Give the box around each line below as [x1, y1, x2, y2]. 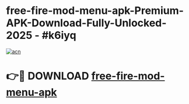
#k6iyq [41, 29, 77, 42]
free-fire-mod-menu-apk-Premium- [6, 4, 184, 17]
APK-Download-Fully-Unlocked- [6, 16, 167, 30]
